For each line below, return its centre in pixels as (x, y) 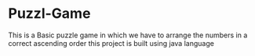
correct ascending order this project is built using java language (111, 43)
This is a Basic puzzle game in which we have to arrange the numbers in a (128, 35)
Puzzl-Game (49, 14)
